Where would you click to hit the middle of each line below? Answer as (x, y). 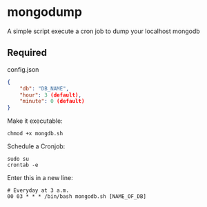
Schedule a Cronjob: (36, 146)
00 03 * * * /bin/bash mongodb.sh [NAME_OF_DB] (77, 197)
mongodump (45, 12)
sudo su (18, 159)
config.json (23, 69)
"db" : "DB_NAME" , (45, 88)
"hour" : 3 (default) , (50, 95)
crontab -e (23, 165)
